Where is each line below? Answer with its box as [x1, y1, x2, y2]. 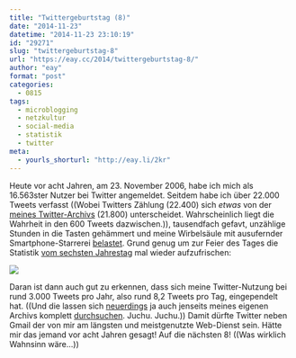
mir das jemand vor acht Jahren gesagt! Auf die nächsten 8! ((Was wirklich [9, 329, 286, 340]
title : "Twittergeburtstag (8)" [9, 13, 130, 22]
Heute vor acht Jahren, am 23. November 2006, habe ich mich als [9, 180, 254, 191]
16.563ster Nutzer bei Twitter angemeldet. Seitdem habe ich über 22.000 [9, 190, 281, 201]
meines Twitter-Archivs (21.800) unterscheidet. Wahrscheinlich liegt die [9, 209, 274, 219]
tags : [9, 96, 30, 106]
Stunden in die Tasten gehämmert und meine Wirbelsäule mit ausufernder [9, 228, 283, 238]
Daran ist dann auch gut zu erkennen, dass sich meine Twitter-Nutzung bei [9, 281, 288, 292]
